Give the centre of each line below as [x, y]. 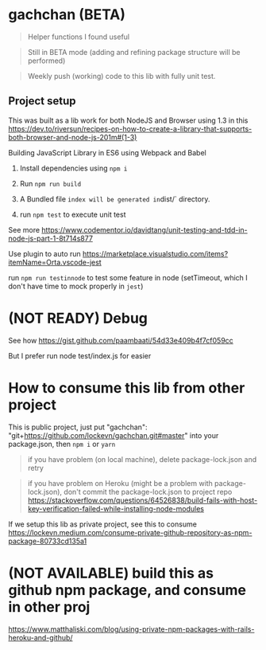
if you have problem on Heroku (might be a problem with [120, 483]
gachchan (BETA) [67, 15]
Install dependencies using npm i [73, 168]
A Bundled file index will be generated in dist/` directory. [115, 199]
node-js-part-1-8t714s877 [51, 238]
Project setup [42, 101]
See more [24, 229]
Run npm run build [50, 183]
